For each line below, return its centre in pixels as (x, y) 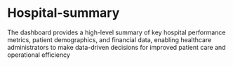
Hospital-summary (64, 13)
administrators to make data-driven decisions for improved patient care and (116, 47)
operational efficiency (39, 55)
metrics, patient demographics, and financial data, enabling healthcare (109, 39)
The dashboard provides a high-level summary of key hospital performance (116, 32)
